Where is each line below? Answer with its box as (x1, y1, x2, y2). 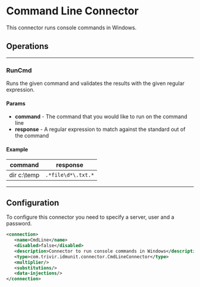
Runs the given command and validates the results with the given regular (6, 80, 185, 87)
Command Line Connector (6, 4, 139, 18)
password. (6, 220, 32, 227)
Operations (6, 41, 49, 51)
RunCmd (6, 66, 32, 74)
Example (6, 145, 29, 153)
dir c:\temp (9, 171, 40, 179)
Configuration (6, 197, 60, 207)
